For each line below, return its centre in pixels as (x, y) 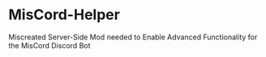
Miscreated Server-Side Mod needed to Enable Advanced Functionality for (133, 37)
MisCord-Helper (64, 15)
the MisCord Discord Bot (49, 45)
